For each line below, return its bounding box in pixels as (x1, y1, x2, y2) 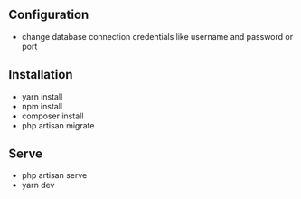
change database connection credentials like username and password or (21, 31, 294, 42)
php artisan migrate (21, 119, 95, 130)
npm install (21, 100, 63, 111)
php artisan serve (21, 170, 88, 181)
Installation (8, 67, 73, 82)
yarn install (21, 90, 63, 102)
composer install (21, 110, 84, 121)
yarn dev (21, 180, 55, 191)
